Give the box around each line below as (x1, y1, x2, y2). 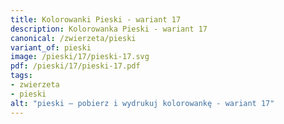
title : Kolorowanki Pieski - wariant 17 (10, 14, 182, 25)
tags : (10, 71, 33, 81)
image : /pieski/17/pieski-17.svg (10, 52, 150, 62)
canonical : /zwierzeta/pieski (10, 33, 137, 43)
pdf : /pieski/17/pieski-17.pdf (10, 61, 141, 71)
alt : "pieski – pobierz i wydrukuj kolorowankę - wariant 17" (10, 98, 275, 108)
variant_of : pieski (10, 42, 92, 53)
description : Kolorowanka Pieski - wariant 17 (10, 24, 208, 34)
